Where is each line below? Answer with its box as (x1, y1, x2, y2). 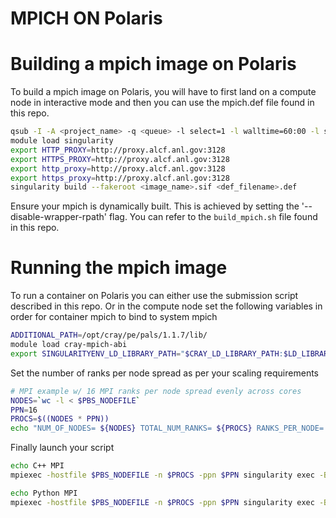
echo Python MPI (10, 488, 78, 498)
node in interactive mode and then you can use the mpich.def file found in (10, 97, 315, 109)
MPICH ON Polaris (10, 7, 163, 30)
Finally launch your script (10, 442, 115, 454)
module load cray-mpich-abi (10, 340, 128, 350)
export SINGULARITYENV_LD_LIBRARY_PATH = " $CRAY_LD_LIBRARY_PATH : (10, 348, 284, 359)
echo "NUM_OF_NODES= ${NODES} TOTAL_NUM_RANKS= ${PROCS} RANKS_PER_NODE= (10, 423, 325, 434)
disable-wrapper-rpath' (10, 211, 107, 223)
